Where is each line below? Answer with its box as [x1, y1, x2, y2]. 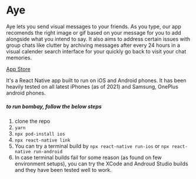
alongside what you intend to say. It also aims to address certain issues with [6, 35, 190, 42]
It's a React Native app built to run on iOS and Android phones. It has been [6, 77, 187, 84]
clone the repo [14, 117, 51, 124]
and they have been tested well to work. [14, 166, 112, 173]
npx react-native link [14, 137, 71, 143]
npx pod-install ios [14, 131, 65, 137]
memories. [6, 54, 32, 61]
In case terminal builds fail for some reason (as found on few [14, 154, 162, 161]
